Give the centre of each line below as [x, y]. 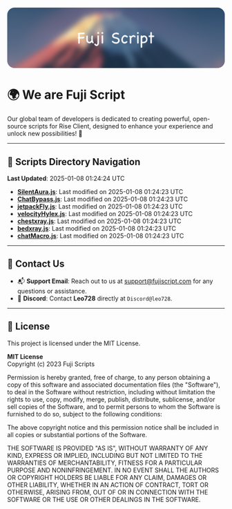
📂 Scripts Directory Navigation [74, 162]
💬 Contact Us [36, 264]
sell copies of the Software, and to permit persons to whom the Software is [114, 406]
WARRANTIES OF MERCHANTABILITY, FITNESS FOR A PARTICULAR [105, 463]
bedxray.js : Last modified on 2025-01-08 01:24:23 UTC [97, 229]
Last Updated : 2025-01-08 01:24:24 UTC [66, 179]
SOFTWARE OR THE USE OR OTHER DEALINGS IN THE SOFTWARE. [104, 499]
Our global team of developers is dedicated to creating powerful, [99, 119]
